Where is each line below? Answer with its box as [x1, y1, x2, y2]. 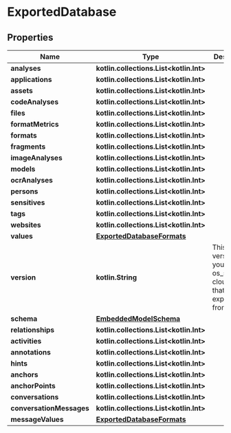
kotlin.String [96, 273, 137, 282]
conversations [10, 392, 59, 401]
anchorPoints [10, 381, 56, 390]
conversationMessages [10, 403, 89, 413]
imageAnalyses [10, 153, 63, 162]
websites [10, 220, 41, 229]
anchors [10, 370, 38, 379]
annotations [10, 348, 52, 357]
